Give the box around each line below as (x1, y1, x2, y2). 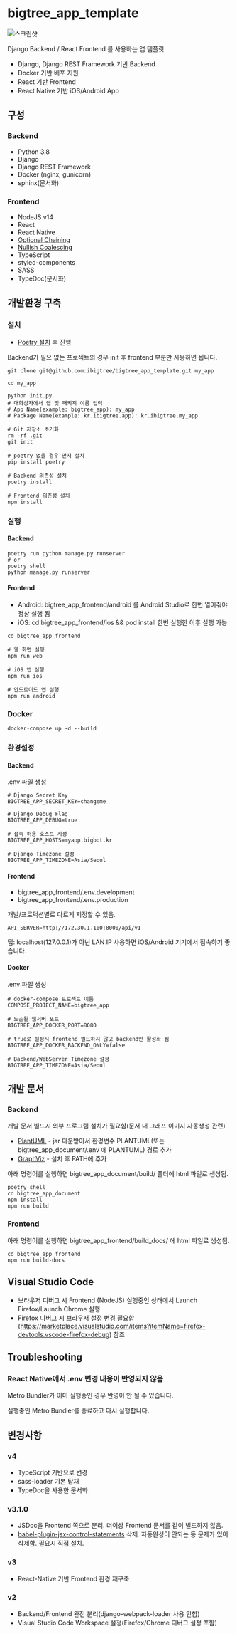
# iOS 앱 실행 (7, 666, 45, 674)
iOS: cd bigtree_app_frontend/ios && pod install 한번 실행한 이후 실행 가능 (17, 618, 228, 627)
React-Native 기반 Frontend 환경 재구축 (17, 1574, 130, 1583)
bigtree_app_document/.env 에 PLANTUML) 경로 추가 (17, 1146, 172, 1154)
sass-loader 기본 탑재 (17, 1477, 79, 1485)
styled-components (17, 258, 76, 266)
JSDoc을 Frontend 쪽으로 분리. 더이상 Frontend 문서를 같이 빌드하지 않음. (17, 1522, 224, 1530)
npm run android (7, 692, 55, 699)
